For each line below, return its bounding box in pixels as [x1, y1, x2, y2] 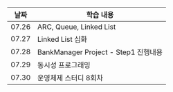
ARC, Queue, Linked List [37, 22, 116, 32]
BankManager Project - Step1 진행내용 [37, 47, 163, 57]
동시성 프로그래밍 [37, 60, 91, 69]
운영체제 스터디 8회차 [37, 73, 104, 82]
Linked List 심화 [37, 34, 88, 44]
